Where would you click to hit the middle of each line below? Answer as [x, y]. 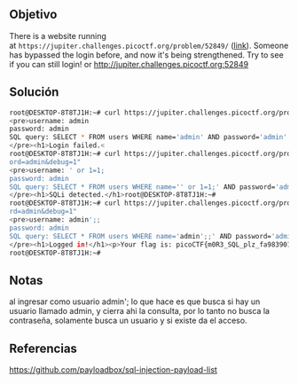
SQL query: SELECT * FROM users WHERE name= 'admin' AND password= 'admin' [149, 137]
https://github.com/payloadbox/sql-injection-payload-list [113, 370]
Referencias [43, 348]
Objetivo [33, 15]
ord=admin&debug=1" [45, 162]
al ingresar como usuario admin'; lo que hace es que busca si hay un [135, 302]
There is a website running [58, 35]
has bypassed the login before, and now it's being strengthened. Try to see [146, 55]
